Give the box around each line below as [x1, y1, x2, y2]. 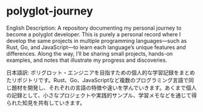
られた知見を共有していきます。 [6, 99, 86, 107]
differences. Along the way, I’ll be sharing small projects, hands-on [6, 50, 173, 57]
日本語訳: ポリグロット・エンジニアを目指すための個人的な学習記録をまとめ [6, 68, 195, 76]
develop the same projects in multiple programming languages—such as [6, 37, 187, 44]
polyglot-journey [6, 4, 93, 18]
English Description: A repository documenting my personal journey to [6, 24, 182, 31]
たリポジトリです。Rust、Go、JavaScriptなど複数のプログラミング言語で [6, 76, 189, 84]
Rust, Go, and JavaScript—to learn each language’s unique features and [6, 44, 186, 51]
